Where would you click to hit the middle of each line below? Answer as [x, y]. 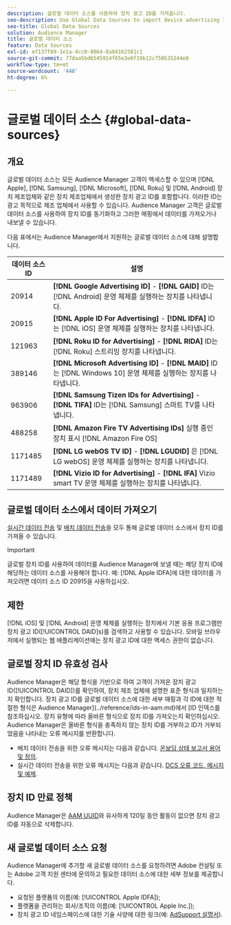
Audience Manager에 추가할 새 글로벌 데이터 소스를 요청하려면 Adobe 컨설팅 [111, 866]
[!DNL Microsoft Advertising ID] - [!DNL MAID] [131, 363]
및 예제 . [27, 774]
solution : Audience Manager [47, 33]
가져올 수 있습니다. [32, 536]
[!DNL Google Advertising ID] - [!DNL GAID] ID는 [133, 286]
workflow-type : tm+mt [38, 65]
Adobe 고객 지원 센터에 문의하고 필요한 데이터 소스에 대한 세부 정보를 [107, 874]
